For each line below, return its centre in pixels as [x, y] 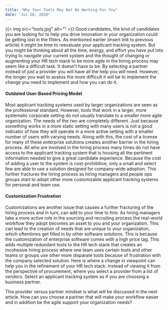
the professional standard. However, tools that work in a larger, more [76, 110]
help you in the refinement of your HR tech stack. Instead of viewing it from [83, 266]
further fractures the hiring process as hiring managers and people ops [79, 174]
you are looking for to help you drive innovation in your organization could [81, 34]
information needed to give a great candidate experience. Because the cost [83, 158]
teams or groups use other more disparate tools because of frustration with [83, 255]
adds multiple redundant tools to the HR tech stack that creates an [73, 244]
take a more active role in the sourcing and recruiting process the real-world [84, 218]
